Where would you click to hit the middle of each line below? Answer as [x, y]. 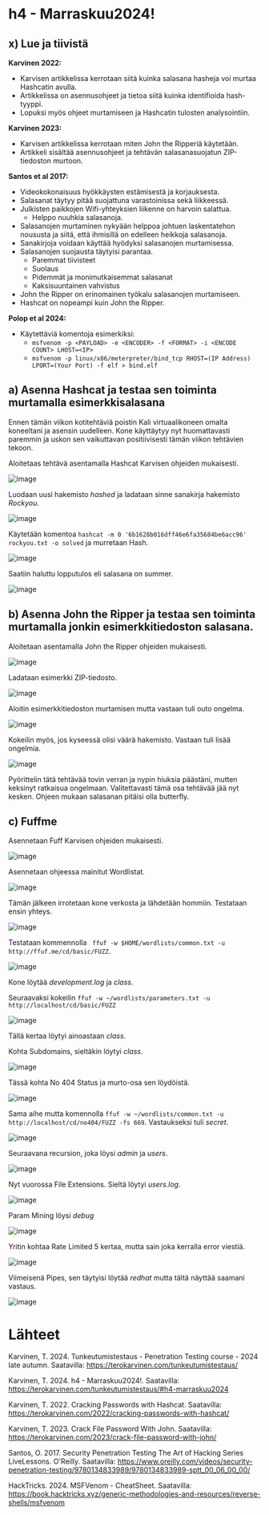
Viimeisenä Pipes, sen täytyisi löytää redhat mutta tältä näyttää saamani [127, 1278]
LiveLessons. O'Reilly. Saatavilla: [62, 1461]
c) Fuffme [33, 822]
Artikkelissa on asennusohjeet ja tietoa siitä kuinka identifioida [122, 96]
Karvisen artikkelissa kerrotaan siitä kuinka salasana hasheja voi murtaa [138, 78]
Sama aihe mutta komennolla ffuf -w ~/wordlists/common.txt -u [116, 1114]
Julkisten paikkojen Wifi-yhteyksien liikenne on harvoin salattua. [126, 209]
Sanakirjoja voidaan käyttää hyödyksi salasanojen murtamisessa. [127, 243]
